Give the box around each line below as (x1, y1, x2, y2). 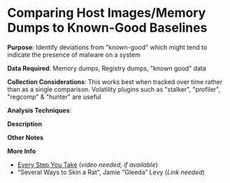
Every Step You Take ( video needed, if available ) (17, 160, 159, 169)
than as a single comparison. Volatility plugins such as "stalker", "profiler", (7, 85, 221, 93)
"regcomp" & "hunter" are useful (7, 93, 101, 101)
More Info (7, 147, 36, 155)
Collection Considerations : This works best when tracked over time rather (7, 77, 223, 86)
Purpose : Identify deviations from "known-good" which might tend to (7, 43, 208, 51)
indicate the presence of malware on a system (7, 50, 141, 59)
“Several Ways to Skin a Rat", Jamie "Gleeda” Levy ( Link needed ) (17, 168, 205, 176)
